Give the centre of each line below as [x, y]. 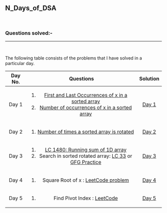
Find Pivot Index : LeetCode [86, 198]
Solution [149, 79]
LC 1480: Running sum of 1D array [86, 150]
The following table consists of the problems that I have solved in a [74, 58]
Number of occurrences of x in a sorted [86, 108]
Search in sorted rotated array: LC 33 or [86, 156]
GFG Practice [86, 162]
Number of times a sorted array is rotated [86, 132]
